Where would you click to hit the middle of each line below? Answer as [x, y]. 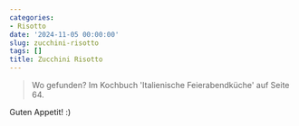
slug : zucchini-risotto [54, 43]
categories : [32, 18]
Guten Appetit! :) [40, 112]
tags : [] [26, 51]
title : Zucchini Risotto [56, 59]
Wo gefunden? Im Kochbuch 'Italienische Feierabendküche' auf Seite [160, 85]
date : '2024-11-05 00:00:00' [64, 34]
